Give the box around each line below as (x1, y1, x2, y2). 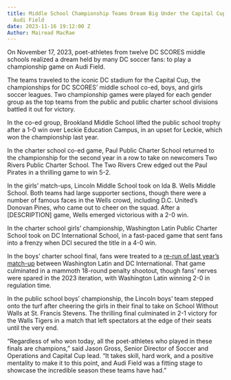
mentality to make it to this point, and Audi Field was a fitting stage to (7, 359, 203, 368)
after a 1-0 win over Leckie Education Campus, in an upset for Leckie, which (7, 126, 223, 134)
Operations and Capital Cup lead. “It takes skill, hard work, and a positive (7, 352, 214, 360)
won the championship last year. (7, 133, 99, 142)
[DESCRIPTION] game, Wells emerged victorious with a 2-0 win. (7, 211, 189, 219)
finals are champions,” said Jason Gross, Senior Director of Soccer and (7, 344, 208, 353)
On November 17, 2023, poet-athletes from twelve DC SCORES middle (7, 48, 206, 56)
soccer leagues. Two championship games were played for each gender (7, 91, 212, 99)
